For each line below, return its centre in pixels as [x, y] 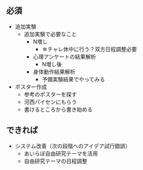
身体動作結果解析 [54, 72]
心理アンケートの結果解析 [64, 57]
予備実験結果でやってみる [73, 79]
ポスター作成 [31, 87]
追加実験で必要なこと [50, 34]
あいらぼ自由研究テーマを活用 [61, 153]
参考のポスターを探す [50, 94]
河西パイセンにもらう [50, 102]
